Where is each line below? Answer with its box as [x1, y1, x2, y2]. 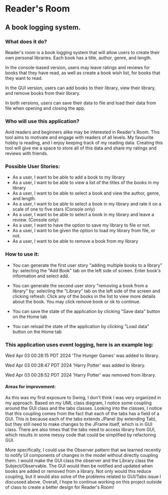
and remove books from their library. [5, 90, 80, 96]
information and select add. [12, 273, 69, 279]
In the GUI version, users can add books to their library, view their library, [5, 85, 156, 91]
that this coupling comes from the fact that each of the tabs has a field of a [5, 411, 159, 417]
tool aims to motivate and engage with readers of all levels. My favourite [5, 134, 154, 140]
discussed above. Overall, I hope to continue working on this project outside [5, 479, 162, 485]
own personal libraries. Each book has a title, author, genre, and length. [5, 55, 152, 61]
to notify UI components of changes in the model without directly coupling [5, 452, 158, 458]
